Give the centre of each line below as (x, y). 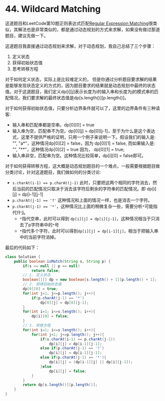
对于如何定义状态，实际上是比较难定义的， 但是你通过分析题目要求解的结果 (81, 79)
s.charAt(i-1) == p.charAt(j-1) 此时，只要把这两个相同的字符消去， (82, 183)
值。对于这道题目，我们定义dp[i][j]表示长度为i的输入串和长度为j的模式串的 (80, 92)
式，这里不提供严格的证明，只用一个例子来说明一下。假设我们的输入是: (84, 137)
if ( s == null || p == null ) (51, 266)
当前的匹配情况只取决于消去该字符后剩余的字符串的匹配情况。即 (81, 188)
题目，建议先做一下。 (27, 35)
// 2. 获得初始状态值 (42, 284)
